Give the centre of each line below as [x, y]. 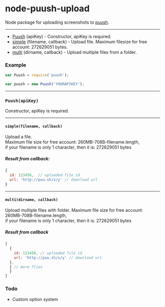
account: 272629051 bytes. [40, 47]
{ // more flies [26, 267]
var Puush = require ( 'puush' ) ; [37, 75]
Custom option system [35, 300]
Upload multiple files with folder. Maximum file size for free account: [74, 210]
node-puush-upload [47, 9]
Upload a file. [19, 137]
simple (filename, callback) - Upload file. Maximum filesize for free [80, 41]
